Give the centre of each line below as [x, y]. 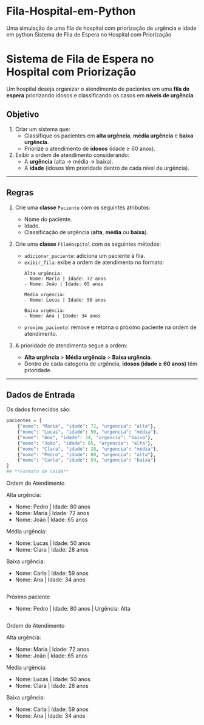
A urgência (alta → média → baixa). [69, 161]
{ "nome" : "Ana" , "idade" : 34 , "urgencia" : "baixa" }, [85, 437]
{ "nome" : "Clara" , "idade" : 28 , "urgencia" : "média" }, [88, 449]
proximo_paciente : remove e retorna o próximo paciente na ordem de [110, 327]
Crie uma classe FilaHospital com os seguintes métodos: [88, 244]
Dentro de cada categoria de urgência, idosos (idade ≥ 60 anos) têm [110, 364]
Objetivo [23, 115]
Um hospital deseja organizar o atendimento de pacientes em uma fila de [98, 89]
